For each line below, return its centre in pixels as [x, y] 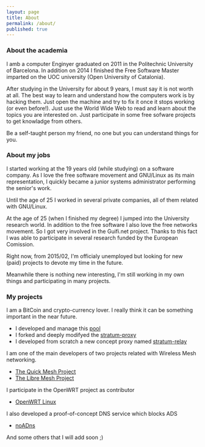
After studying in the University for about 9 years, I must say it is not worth [100, 89]
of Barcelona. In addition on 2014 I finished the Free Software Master [93, 70]
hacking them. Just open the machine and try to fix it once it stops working [101, 102]
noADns [25, 426]
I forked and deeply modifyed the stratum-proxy [76, 335]
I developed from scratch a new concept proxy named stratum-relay [101, 342]
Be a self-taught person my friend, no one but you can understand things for [103, 133]
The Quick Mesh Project [45, 372]
